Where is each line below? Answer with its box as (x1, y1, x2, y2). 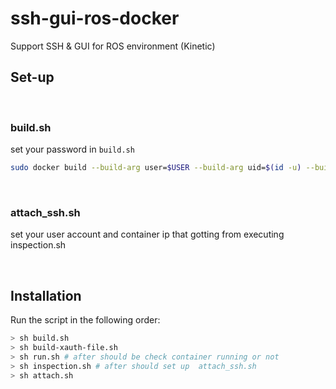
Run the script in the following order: (10, 314, 161, 326)
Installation (10, 287, 82, 304)
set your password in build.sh (10, 143, 135, 156)
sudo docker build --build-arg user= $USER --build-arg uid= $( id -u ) (10, 163, 302, 173)
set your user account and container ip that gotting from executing (10, 228, 285, 241)
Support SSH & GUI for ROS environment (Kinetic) (10, 40, 216, 52)
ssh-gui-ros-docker (10, 7, 180, 30)
